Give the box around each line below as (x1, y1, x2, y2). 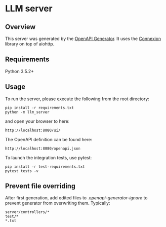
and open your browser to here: (5, 118, 70, 124)
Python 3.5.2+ (5, 68, 34, 74)
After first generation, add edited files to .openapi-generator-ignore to (5, 195, 148, 201)
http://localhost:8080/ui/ (5, 128, 61, 133)
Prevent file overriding (5, 182, 76, 190)
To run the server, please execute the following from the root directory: (5, 96, 150, 102)
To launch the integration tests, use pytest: (5, 154, 92, 160)
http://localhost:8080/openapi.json (5, 146, 81, 151)
